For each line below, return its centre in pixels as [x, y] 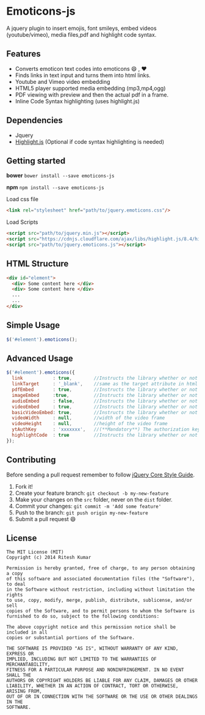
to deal [16, 584]
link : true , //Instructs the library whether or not [105, 378]
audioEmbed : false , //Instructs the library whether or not [105, 401]
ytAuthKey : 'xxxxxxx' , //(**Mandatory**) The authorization [101, 429]
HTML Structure [38, 264]
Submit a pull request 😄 [45, 519]
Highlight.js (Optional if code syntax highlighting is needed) [90, 141]
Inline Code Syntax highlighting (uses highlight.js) [77, 101]
